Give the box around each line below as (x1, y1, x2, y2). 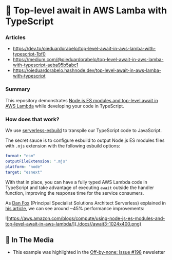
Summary (5, 86, 31, 93)
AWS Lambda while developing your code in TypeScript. (5, 103, 124, 109)
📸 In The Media (5, 235, 54, 244)
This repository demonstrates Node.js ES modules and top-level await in (5, 97, 158, 103)
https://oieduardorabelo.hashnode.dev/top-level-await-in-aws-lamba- (12, 67, 162, 73)
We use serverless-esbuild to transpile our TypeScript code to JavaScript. (5, 127, 162, 134)
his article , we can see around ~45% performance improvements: (5, 205, 145, 211)
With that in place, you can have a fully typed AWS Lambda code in (5, 179, 147, 185)
